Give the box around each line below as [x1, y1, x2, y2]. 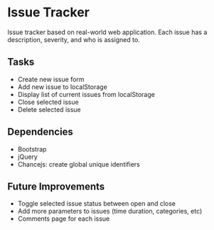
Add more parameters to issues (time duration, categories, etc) [17, 207, 203, 216]
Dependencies [7, 126, 73, 138]
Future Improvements [7, 180, 105, 192]
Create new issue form [17, 75, 85, 83]
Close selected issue [17, 98, 80, 106]
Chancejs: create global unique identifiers [17, 160, 141, 168]
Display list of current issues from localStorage [17, 90, 155, 98]
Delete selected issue [17, 105, 81, 114]
